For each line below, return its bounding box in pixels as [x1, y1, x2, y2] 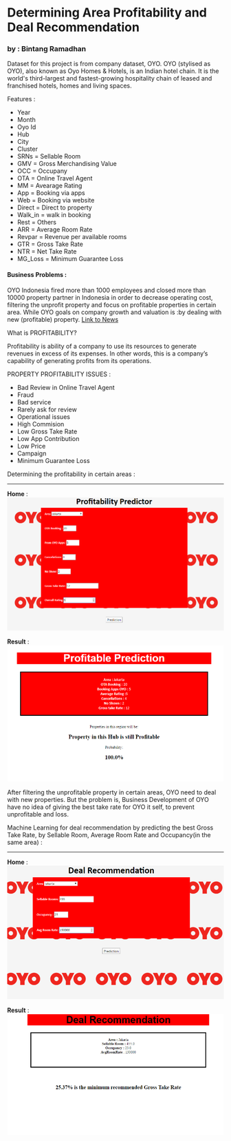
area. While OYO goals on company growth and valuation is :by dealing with [7, 308, 222, 316]
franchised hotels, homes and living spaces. [7, 81, 132, 90]
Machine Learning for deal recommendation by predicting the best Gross [7, 823, 214, 832]
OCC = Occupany [16, 167, 67, 175]
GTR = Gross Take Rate [16, 240, 84, 249]
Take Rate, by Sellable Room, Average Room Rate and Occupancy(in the [7, 831, 211, 839]
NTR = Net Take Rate [16, 247, 77, 256]
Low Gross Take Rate [16, 427, 78, 435]
